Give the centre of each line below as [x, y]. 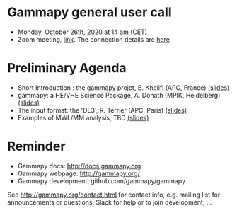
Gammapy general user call [89, 12]
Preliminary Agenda [67, 68]
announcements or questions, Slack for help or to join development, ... [110, 202]
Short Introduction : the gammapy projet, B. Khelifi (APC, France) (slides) [123, 87]
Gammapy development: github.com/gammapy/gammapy [102, 180]
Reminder [36, 146]
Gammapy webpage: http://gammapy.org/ [79, 173]
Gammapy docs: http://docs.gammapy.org [79, 166]
